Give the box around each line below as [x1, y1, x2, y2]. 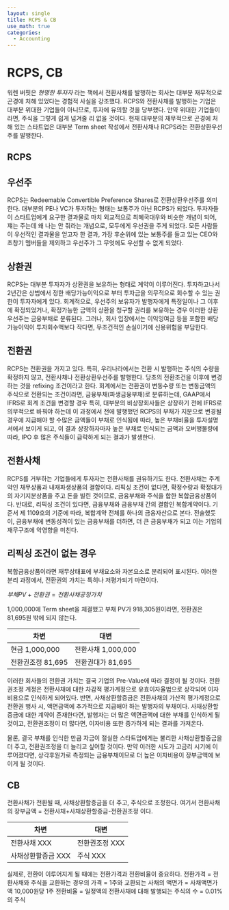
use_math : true [7, 23, 51, 29]
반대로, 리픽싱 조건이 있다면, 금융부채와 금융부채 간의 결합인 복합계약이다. [16, 500, 211, 508]
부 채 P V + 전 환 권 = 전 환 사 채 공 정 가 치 [7, 590, 103, 598]
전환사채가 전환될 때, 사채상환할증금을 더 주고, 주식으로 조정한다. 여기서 [7, 798, 197, 807]
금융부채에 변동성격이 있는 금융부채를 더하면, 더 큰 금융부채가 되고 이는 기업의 [16, 517, 222, 525]
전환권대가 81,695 [75, 657, 133, 667]
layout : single [7, 10, 51, 17]
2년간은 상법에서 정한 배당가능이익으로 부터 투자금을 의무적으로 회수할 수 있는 [7, 289, 213, 297]
